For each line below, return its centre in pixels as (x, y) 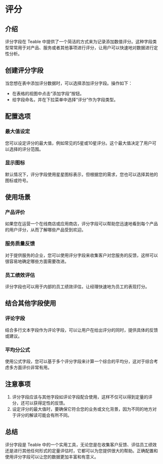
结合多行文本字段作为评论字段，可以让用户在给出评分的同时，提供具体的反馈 (81, 330)
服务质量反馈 (20, 244)
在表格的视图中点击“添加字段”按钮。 (48, 93)
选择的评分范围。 (26, 149)
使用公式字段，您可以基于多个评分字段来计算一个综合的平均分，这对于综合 (79, 361)
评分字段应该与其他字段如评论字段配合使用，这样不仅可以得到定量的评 (82, 397)
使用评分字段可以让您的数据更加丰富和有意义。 (52, 457)
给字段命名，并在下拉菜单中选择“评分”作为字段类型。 (65, 99)
